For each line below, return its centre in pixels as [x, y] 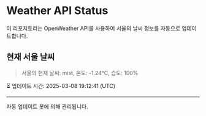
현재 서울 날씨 [31, 57]
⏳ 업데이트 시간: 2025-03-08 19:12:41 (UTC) [61, 85]
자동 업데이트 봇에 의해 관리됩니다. [47, 106]
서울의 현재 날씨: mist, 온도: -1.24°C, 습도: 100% [80, 73]
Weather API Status [57, 11]
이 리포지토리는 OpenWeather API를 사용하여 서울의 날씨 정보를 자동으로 [93, 28]
